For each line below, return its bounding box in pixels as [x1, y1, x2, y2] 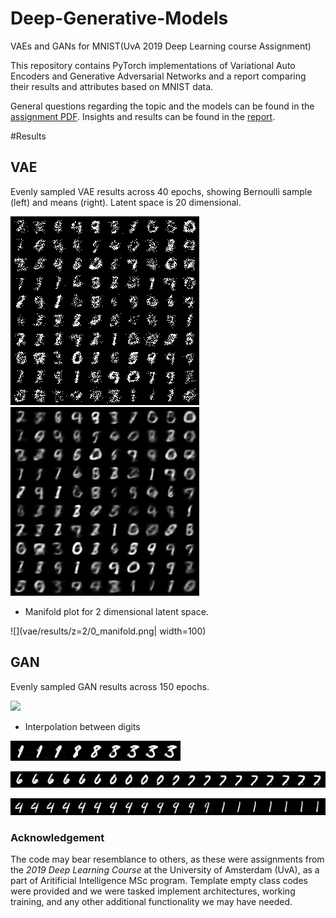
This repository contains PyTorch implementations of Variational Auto [10, 59, 296, 71]
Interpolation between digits [24, 720, 141, 732]
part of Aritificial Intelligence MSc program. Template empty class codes [10, 875, 308, 887]
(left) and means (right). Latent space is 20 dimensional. [10, 196, 242, 208]
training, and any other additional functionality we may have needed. [10, 896, 293, 908]
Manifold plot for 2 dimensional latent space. [24, 605, 209, 617]
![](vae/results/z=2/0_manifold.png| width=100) [10, 625, 207, 637]
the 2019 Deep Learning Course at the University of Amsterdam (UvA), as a [10, 864, 320, 876]
